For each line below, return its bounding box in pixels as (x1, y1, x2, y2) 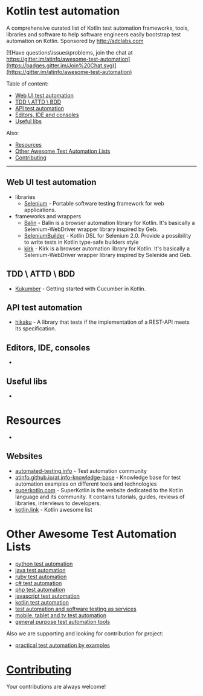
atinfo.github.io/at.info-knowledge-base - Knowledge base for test (14, 473, 181, 481)
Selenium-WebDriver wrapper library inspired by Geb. (24, 226, 158, 233)
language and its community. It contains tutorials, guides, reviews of (14, 493, 185, 500)
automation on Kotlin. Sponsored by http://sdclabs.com (6, 37, 144, 44)
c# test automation (14, 579, 62, 586)
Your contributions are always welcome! (6, 683, 106, 690)
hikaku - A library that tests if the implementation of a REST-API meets (14, 318, 190, 326)
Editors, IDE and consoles (14, 111, 79, 118)
